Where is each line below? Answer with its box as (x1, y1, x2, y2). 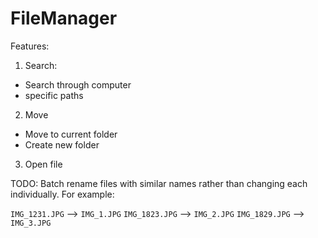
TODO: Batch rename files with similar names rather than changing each (10, 177, 308, 189)
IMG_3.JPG (10, 218, 52, 228)
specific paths (24, 89, 84, 101)
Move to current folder (24, 128, 118, 140)
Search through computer (24, 78, 132, 91)
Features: (10, 40, 50, 52)
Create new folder (24, 138, 100, 151)
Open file (24, 158, 63, 170)
